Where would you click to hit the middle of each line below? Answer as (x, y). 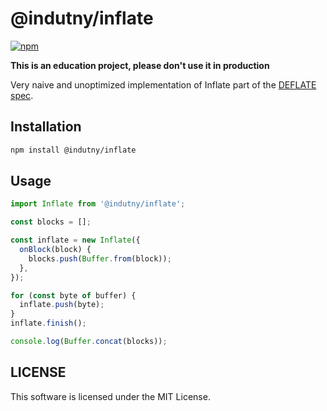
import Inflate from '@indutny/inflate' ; (98, 204)
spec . (22, 95)
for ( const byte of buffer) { (73, 295)
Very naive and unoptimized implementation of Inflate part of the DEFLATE (163, 84)
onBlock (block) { (55, 250)
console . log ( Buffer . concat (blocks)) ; (89, 342)
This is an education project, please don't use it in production (140, 65)
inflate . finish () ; (48, 323)
